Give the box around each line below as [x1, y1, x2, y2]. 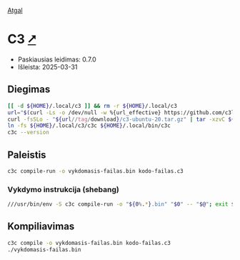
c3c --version [7, 129, 50, 136]
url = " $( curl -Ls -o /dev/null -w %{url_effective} [7, 109, 161, 116]
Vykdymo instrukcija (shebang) [7, 184, 119, 194]
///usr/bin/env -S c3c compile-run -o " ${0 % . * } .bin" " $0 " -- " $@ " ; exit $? [7, 201, 238, 208]
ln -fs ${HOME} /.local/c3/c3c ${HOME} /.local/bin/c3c [7, 122, 171, 129]
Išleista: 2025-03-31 [17, 62, 78, 71]
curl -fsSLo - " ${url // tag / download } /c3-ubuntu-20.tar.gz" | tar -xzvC [7, 116, 225, 123]
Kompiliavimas [7, 221, 75, 233]
